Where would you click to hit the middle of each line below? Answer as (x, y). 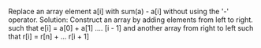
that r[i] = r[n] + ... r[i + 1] (48, 36)
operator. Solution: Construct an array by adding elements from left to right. (131, 20)
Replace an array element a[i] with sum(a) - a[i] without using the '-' (119, 11)
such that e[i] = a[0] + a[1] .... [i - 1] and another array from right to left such (131, 28)
